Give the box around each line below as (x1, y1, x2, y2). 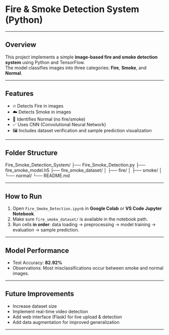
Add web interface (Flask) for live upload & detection (12, 314, 122, 320)
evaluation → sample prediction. (12, 227, 79, 233)
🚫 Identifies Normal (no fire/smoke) (12, 116, 86, 122)
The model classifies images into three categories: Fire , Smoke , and (5, 65, 147, 71)
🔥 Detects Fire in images (12, 102, 64, 109)
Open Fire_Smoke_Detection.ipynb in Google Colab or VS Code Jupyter (12, 205, 162, 211)
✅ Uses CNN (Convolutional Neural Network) (12, 121, 107, 127)
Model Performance (5, 246, 69, 255)
